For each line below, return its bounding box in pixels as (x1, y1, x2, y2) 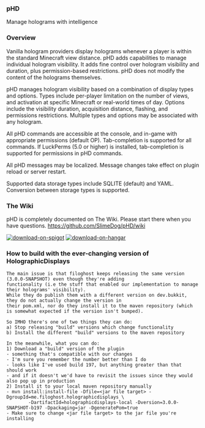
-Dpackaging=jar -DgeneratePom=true (45, 405, 138, 411)
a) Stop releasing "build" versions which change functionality (6, 324, 174, 331)
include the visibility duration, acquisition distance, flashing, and (6, 105, 168, 112)
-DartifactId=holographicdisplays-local (28, 400, 133, 406)
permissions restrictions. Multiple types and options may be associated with (6, 112, 198, 119)
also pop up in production (6, 378, 75, 384)
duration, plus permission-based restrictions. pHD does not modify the (6, 67, 185, 74)
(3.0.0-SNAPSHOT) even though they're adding (6, 276, 124, 283)
